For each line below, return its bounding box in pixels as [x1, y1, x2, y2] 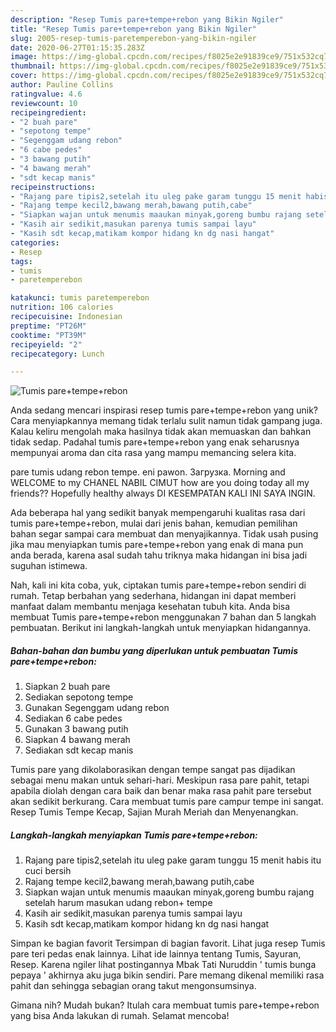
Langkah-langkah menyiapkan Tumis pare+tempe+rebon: [10, 829, 258, 841]
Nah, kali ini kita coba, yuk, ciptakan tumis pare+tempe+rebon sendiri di [10, 579, 307, 591]
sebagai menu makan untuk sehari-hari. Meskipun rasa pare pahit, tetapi [10, 774, 310, 786]
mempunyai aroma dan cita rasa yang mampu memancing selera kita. [10, 447, 297, 459]
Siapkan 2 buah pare [24, 681, 111, 693]
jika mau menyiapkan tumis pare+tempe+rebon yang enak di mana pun [10, 539, 304, 551]
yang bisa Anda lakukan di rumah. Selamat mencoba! [10, 1010, 230, 1022]
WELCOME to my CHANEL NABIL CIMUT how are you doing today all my [10, 477, 310, 489]
